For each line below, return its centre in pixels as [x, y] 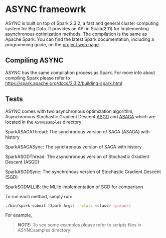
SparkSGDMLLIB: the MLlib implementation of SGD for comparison [74, 187]
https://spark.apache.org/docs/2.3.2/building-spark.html [64, 83]
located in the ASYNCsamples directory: [44, 122]
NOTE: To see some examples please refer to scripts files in [79, 225]
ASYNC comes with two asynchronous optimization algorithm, [69, 111]
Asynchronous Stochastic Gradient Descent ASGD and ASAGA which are [80, 116]
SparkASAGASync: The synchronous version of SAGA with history [73, 146]
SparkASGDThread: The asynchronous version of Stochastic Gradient [77, 156]
